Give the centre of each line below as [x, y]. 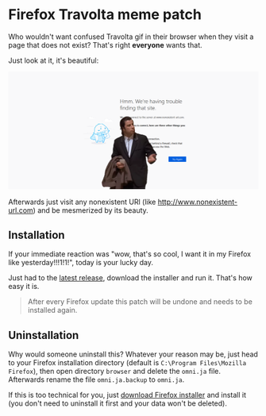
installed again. [52, 310]
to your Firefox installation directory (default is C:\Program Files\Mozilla [127, 363]
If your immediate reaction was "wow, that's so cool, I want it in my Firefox [130, 254]
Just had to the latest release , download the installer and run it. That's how [130, 278]
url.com [21, 210]
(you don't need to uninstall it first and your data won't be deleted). [118, 403]
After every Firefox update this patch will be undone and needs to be [140, 302]
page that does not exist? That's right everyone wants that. [105, 44]
